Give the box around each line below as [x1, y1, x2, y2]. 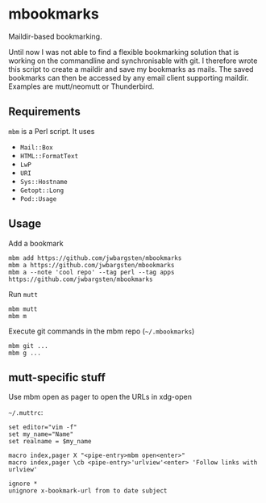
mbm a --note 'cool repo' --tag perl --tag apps [8, 268, 175, 276]
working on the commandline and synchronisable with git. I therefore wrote [8, 56, 258, 65]
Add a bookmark [8, 238, 64, 248]
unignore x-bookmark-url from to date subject [8, 487, 168, 495]
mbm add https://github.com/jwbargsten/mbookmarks [8, 254, 182, 262]
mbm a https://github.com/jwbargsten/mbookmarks [8, 261, 175, 269]
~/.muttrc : [8, 408, 44, 417]
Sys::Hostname [19, 178, 68, 186]
